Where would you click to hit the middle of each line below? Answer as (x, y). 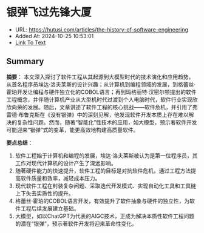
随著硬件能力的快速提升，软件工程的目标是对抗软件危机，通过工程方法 (103, 171)
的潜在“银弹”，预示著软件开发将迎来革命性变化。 (76, 223)
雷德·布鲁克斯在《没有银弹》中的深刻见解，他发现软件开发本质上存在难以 (98, 114)
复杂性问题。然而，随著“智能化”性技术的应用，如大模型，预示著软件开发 (107, 122)
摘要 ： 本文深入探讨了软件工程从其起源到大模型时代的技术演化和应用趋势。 (100, 77)
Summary (25, 61)
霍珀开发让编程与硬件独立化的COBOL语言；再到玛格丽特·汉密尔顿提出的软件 (101, 92)
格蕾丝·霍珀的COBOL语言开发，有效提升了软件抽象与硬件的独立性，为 (102, 201)
